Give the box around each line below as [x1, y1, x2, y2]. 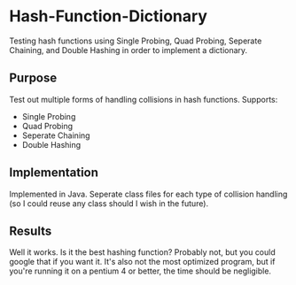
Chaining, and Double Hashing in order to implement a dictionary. [9, 44, 248, 55]
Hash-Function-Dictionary [9, 6, 208, 27]
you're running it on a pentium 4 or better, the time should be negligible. [9, 266, 272, 276]
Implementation [9, 166, 99, 181]
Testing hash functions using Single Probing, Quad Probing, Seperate [9, 35, 262, 46]
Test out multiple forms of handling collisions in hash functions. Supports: [9, 94, 278, 104]
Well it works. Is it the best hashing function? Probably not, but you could [9, 247, 277, 258]
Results [9, 223, 52, 238]
